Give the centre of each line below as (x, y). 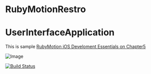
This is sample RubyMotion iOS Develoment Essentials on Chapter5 (75, 47)
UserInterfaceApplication (60, 33)
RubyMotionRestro (46, 9)
